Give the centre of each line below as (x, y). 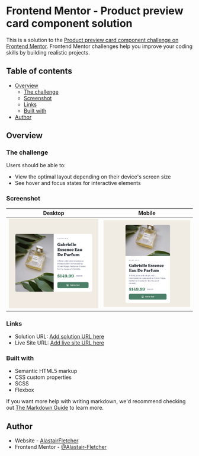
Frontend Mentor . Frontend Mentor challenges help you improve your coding (99, 46)
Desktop (54, 213)
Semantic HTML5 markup (46, 371)
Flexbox (24, 390)
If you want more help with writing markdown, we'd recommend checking (96, 401)
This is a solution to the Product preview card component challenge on (92, 40)
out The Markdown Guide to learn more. (55, 408)
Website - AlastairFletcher (46, 441)
